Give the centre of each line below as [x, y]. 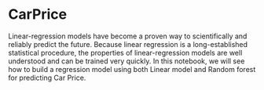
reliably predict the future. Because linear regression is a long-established [128, 44]
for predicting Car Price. [47, 77]
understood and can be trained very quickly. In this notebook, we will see [126, 61]
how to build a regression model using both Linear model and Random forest [132, 69]
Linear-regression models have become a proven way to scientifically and [128, 36]
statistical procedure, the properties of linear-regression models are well [125, 52]
